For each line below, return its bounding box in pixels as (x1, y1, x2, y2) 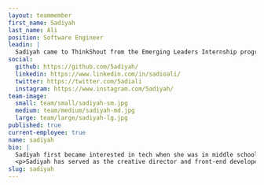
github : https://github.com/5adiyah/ (15, 63, 139, 71)
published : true (8, 121, 61, 129)
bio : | (8, 143, 30, 151)
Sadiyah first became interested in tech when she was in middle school (15, 150, 258, 158)
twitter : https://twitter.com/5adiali (15, 77, 143, 85)
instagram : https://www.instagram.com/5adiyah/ (15, 84, 174, 93)
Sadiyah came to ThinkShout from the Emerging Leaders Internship (15, 48, 237, 56)
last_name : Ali (8, 26, 58, 34)
